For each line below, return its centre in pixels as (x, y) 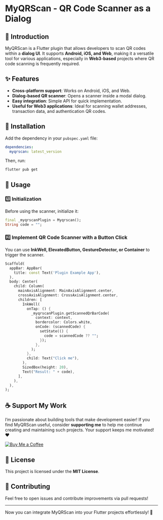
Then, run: (15, 161)
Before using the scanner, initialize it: (42, 211)
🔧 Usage (18, 185)
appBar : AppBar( (26, 268)
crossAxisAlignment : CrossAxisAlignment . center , (68, 295)
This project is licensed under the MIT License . (52, 471)
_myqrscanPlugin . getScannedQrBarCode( (70, 313)
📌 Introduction (27, 37)
